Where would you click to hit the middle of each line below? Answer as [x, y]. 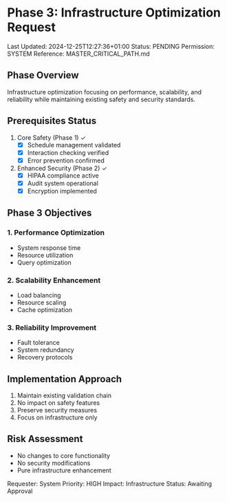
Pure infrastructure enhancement [64, 470]
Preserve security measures [57, 410]
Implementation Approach [65, 379]
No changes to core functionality [64, 455]
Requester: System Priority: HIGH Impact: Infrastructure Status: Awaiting [109, 483]
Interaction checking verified [68, 152]
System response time [49, 248]
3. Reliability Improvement [52, 327]
